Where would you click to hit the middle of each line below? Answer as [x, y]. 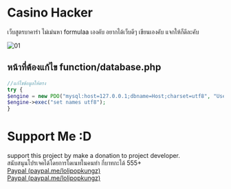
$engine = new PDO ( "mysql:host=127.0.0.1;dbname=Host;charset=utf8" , [109, 96]
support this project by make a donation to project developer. [94, 156]
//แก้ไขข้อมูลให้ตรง [26, 83]
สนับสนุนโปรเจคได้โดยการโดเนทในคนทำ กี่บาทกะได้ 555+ [75, 163]
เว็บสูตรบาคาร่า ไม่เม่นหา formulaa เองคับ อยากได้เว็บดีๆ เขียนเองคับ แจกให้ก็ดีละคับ [103, 32]
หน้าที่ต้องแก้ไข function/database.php [84, 67]
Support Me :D [49, 137]
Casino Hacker [50, 13]
